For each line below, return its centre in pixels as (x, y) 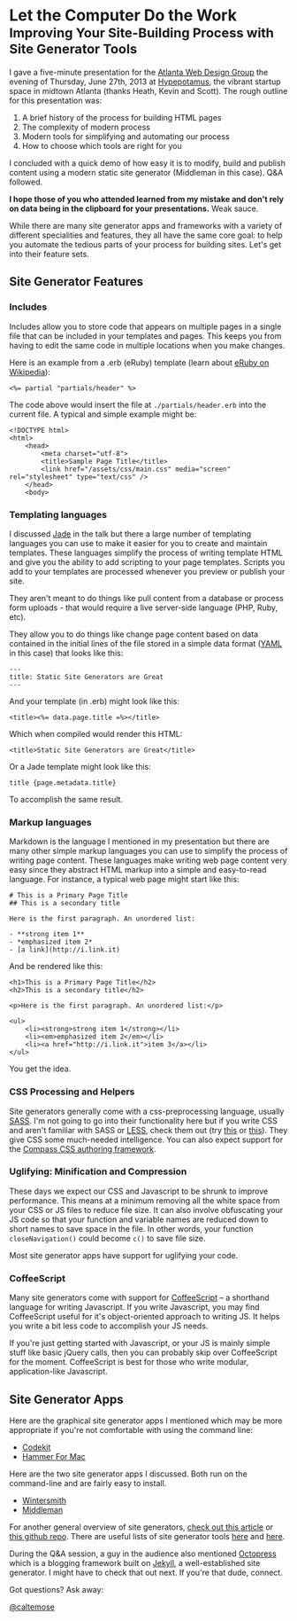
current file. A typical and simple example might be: (103, 414)
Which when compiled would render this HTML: (96, 733)
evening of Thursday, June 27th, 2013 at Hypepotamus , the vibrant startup (145, 82)
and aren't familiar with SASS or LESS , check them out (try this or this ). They (148, 1130)
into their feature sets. (49, 254)
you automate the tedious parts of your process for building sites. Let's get (145, 244)
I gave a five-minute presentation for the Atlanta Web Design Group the (139, 72)
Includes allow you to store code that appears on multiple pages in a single (145, 326)
